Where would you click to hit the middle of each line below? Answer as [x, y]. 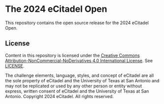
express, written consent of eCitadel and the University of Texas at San [77, 91]
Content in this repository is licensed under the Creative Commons [72, 55]
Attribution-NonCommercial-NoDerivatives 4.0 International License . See [79, 61]
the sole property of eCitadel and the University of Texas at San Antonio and [82, 80]
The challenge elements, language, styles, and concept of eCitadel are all [79, 75]
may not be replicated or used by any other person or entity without [74, 86]
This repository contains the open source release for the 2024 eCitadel [77, 23]
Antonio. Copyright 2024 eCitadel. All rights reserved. [59, 96]
